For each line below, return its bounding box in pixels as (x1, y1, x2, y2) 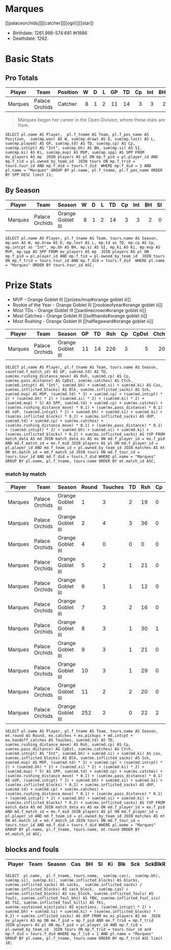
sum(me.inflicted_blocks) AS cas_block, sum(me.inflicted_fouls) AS (5, 891, 154, 896)
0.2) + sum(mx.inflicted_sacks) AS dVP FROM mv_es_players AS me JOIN (5, 913, 160, 918)
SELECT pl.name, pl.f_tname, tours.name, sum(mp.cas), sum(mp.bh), (5, 873, 160, 878)
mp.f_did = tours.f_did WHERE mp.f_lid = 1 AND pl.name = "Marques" (5, 931, 154, 936)
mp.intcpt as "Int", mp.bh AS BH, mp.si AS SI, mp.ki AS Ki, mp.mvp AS (5, 245, 160, 250)
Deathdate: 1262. (12, 35, 49, 41)
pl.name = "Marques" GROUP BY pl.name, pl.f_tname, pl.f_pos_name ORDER (5, 168, 163, 173)
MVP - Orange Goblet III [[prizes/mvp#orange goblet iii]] (12, 296, 131, 302)
